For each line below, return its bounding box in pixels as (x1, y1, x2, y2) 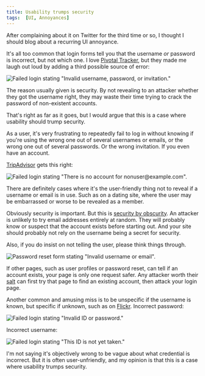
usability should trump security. (6, 117, 85, 125)
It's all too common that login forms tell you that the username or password (6, 50, 195, 57)
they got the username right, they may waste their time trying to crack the (6, 93, 192, 100)
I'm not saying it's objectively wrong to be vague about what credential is (6, 350, 190, 357)
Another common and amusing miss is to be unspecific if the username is (6, 296, 191, 303)
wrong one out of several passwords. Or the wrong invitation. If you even (6, 142, 190, 150)
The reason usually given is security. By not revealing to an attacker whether (6, 86, 199, 94)
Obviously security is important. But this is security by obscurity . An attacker (6, 209, 199, 217)
